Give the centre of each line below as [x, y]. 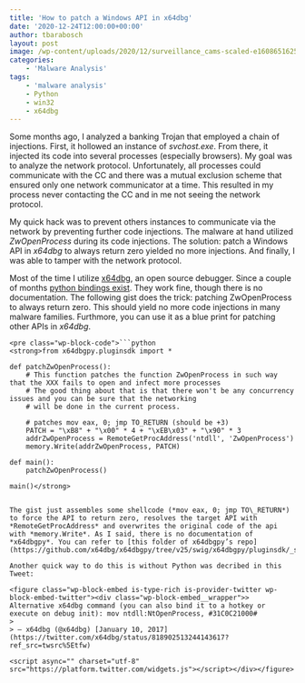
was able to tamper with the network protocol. [96, 261]
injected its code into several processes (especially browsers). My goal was [151, 156]
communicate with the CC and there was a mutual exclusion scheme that [146, 176]
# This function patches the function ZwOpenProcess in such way [152, 375]
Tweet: [22, 574]
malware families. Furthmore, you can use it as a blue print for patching [143, 317]
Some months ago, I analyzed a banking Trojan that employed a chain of [144, 136]
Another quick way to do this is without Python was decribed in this [146, 566]
